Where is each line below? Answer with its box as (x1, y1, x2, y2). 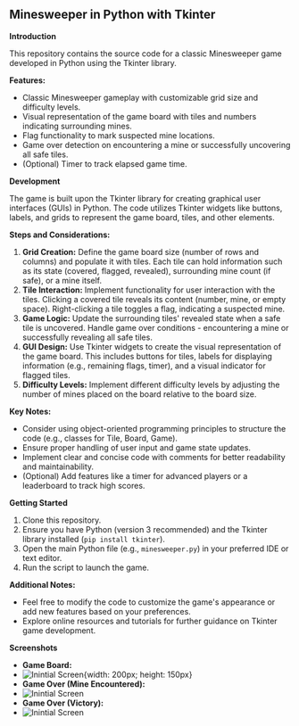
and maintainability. (21, 461, 95, 472)
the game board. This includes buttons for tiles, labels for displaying (21, 351, 272, 361)
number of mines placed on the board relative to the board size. (21, 388, 257, 400)
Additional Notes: (9, 579, 76, 590)
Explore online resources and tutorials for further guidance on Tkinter (21, 615, 278, 626)
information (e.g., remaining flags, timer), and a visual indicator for (21, 360, 266, 371)
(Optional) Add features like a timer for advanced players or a (21, 470, 248, 481)
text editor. (21, 552, 62, 563)
